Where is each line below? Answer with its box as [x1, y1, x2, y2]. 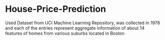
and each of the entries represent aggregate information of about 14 [5, 25, 145, 31]
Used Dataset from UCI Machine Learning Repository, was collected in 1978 [5, 20, 161, 26]
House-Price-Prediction [5, 3, 106, 15]
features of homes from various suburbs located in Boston [5, 30, 125, 36]
